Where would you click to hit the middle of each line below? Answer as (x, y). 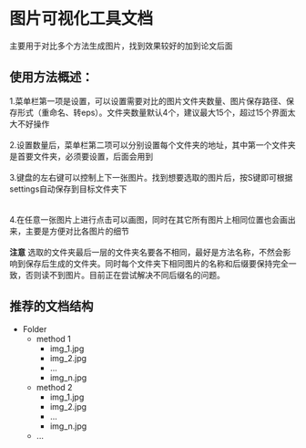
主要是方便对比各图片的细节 (77, 231)
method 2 (54, 387)
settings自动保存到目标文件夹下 (68, 189)
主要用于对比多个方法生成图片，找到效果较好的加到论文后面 (121, 46)
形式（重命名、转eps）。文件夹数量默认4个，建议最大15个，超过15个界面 (153, 112)
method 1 (53, 339)
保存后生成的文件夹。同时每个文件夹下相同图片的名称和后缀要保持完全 (157, 263)
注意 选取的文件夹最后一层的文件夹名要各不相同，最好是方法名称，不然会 (146, 252)
